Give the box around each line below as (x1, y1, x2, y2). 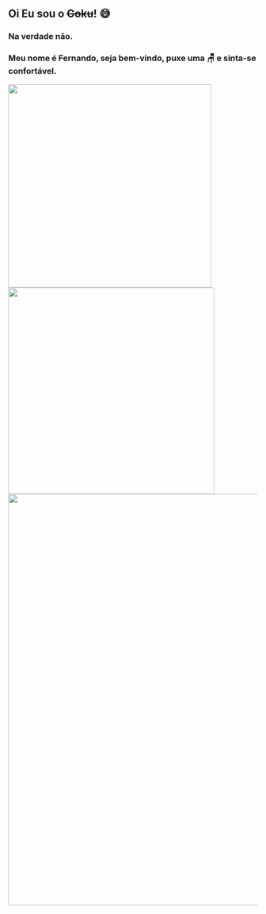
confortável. (8, 66, 57, 77)
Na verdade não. (8, 31, 74, 42)
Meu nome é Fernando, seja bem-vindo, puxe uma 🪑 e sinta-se (8, 52, 256, 63)
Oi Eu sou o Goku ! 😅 (8, 7, 111, 21)
